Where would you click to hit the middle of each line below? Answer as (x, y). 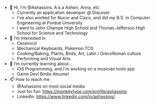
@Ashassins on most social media (51, 86)
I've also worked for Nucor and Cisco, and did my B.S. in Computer (84, 18)
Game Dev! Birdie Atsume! (43, 74)
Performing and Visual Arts (44, 58)
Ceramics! (27, 43)
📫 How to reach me (29, 79)
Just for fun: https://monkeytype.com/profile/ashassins (72, 91)
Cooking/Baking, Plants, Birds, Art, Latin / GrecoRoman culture (79, 53)
